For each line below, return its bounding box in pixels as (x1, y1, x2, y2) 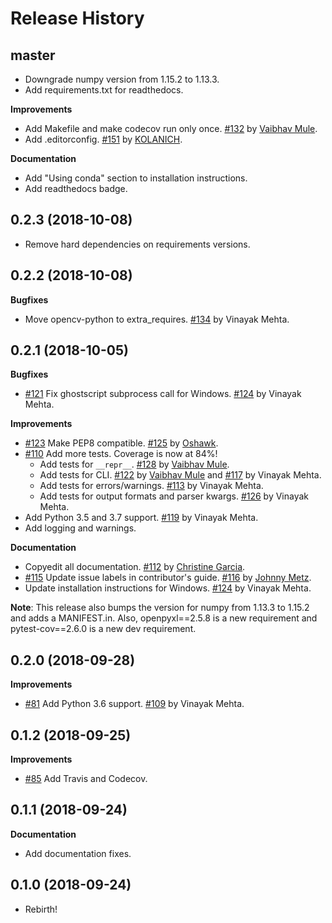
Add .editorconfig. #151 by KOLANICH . (24, 133, 183, 145)
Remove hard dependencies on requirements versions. (24, 238, 251, 250)
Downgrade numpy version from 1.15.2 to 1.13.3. (24, 73, 220, 85)
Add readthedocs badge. (24, 183, 128, 194)
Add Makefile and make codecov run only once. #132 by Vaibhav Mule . (24, 123, 318, 134)
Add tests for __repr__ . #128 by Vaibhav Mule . (39, 458, 230, 471)
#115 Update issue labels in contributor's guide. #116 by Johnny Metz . (24, 572, 312, 584)
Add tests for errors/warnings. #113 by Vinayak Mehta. (39, 480, 264, 492)
